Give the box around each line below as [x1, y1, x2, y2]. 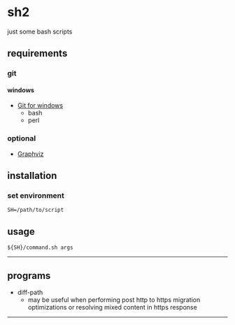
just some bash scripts [7, 27, 73, 36]
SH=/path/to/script [7, 207, 64, 214]
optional [7, 133, 36, 143]
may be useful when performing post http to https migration [27, 296, 201, 304]
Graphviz [17, 150, 44, 158]
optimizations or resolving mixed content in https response [27, 303, 197, 312]
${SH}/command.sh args [7, 244, 73, 252]
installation [7, 170, 57, 182]
